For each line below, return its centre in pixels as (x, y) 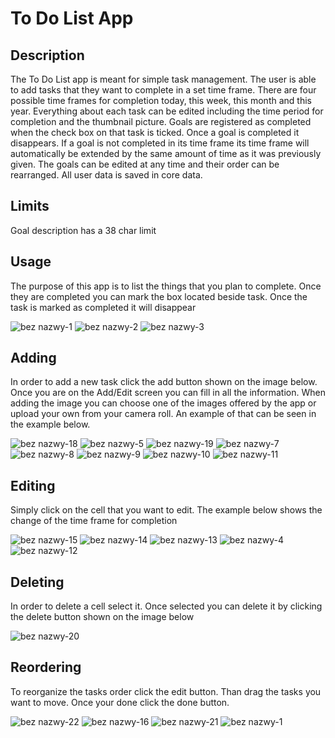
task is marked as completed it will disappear (103, 307)
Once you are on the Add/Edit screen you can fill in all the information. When (168, 393)
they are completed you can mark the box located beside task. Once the (159, 296)
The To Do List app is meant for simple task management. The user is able (163, 79)
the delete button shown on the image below (102, 617)
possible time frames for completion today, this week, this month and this (161, 100)
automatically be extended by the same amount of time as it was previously (166, 153)
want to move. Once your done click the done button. (120, 702)
